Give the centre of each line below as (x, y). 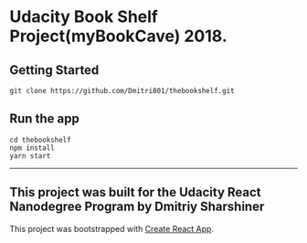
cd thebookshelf (40, 140)
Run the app (44, 119)
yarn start (30, 156)
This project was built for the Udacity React (135, 192)
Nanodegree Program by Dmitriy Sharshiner (137, 207)
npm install (32, 148)
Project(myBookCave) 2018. (119, 36)
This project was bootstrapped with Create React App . (112, 228)
